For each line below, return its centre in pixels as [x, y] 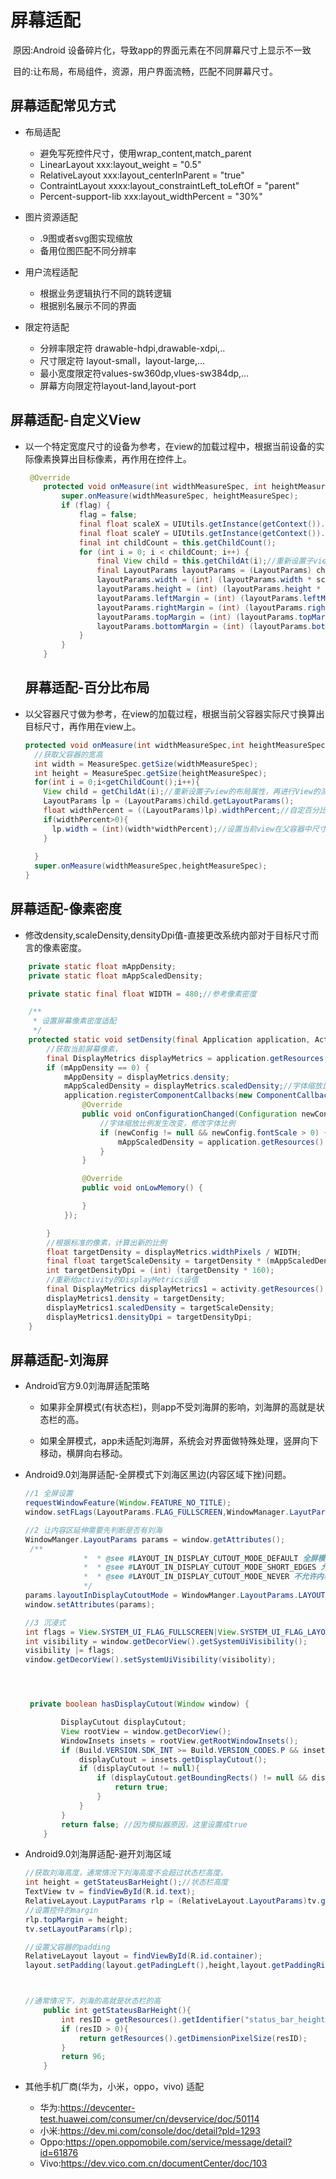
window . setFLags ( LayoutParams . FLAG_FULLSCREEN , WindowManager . [157, 1512]
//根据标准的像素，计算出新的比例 [106, 1242]
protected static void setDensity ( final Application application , [169, 1040]
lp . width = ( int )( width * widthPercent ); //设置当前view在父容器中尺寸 [189, 829]
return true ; [141, 1787]
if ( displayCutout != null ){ [139, 1769]
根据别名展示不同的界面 [88, 305]
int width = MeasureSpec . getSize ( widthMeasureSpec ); [146, 764]
